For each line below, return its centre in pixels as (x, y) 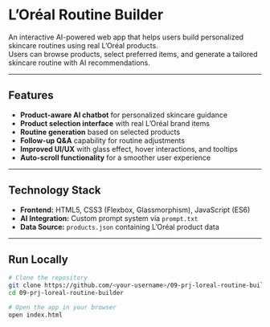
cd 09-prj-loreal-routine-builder (66, 293)
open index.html (35, 315)
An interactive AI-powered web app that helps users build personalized (126, 37)
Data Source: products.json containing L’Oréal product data (119, 227)
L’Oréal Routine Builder (86, 15)
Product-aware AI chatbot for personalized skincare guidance (123, 115)
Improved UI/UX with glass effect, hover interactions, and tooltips (129, 149)
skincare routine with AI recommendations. (79, 63)
